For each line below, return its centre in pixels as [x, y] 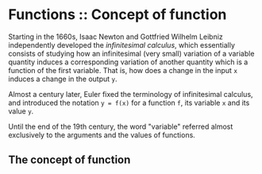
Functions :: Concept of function [118, 15]
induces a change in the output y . [63, 79]
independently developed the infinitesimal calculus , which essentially [122, 44]
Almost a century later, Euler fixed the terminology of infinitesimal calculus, [131, 94]
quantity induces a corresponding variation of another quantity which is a [128, 62]
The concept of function [69, 160]
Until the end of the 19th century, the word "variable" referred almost [121, 126]
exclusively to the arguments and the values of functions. [102, 135]
